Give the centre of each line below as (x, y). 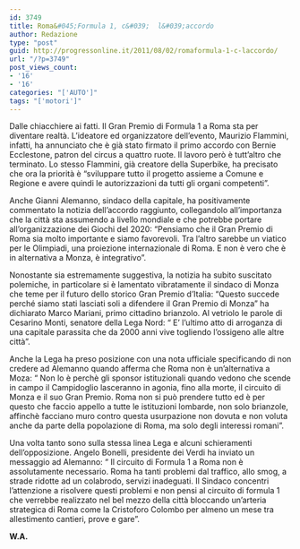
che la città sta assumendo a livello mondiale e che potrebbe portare (136, 219)
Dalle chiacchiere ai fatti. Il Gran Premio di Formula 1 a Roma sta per (134, 126)
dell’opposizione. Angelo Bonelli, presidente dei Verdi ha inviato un (132, 452)
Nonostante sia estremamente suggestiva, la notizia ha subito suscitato (141, 275)
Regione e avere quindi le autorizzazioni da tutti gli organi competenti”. (140, 184)
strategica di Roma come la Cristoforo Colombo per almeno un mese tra (142, 510)
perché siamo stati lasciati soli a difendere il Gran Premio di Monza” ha (139, 304)
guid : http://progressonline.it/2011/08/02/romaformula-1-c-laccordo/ (144, 51)
